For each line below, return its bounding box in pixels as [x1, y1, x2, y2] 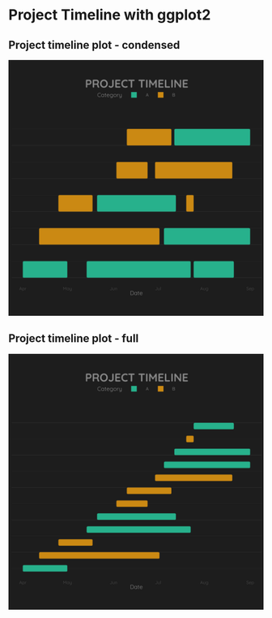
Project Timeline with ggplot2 [8, 6, 211, 24]
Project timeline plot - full [8, 331, 139, 346]
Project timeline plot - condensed [8, 38, 181, 52]
